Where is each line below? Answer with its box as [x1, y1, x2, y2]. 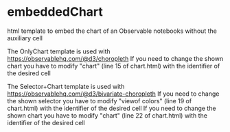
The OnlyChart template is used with [7, 47, 111, 55]
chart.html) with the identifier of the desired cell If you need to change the [7, 104, 216, 112]
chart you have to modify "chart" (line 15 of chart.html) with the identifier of [7, 62, 220, 70]
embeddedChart [7, 4, 103, 20]
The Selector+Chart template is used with [7, 82, 125, 90]
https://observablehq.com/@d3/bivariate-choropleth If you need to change [7, 90, 220, 98]
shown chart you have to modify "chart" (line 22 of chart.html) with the [7, 111, 208, 120]
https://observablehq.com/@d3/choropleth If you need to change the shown [7, 54, 224, 62]
